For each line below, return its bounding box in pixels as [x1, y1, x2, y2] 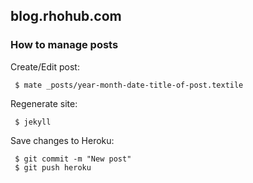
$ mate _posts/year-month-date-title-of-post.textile [14, 80, 244, 90]
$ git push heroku [14, 162, 92, 173]
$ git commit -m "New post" [14, 154, 132, 164]
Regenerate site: [10, 97, 78, 109]
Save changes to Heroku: [10, 134, 115, 146]
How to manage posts [10, 38, 119, 52]
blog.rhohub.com [10, 8, 122, 25]
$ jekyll [14, 117, 52, 127]
